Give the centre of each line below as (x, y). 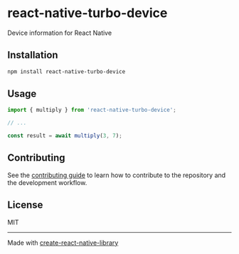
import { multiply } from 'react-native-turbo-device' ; (92, 110)
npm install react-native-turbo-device (67, 72)
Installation (33, 55)
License (25, 205)
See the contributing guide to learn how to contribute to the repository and (117, 175)
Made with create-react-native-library (63, 243)
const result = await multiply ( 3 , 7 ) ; (65, 136)
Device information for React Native (60, 33)
